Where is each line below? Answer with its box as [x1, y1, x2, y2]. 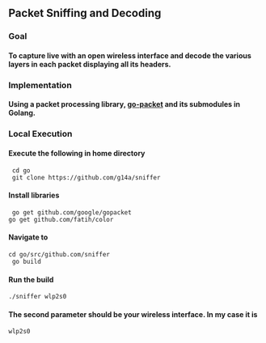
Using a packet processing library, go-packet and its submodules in [8, 100, 241, 109]
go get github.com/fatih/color [8, 215, 114, 223]
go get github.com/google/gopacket [11, 208, 132, 217]
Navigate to [8, 232, 49, 242]
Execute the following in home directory [8, 148, 146, 158]
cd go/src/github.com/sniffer [8, 250, 111, 258]
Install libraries [8, 190, 60, 201]
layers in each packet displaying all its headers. [8, 59, 171, 69]
